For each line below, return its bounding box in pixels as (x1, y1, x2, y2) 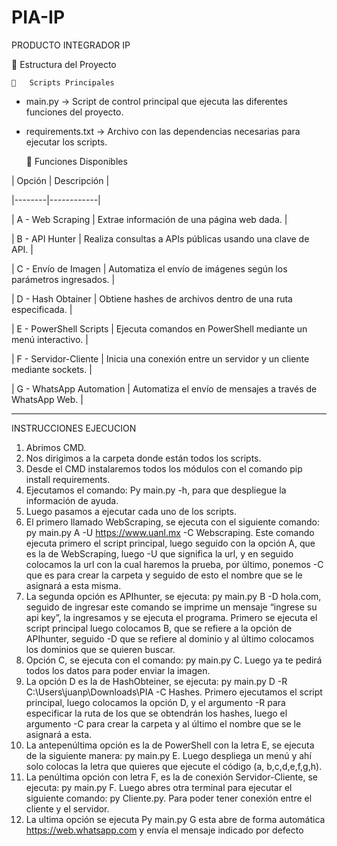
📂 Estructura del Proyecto (11, 58, 117, 70)
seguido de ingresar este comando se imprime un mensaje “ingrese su (25, 601, 318, 613)
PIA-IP (11, 6, 66, 29)
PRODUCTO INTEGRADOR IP (11, 39, 131, 51)
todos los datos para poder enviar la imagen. (25, 664, 211, 676)
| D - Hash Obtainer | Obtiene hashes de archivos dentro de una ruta (11, 292, 293, 305)
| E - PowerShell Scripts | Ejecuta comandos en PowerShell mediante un (11, 322, 308, 335)
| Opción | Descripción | (11, 174, 110, 186)
